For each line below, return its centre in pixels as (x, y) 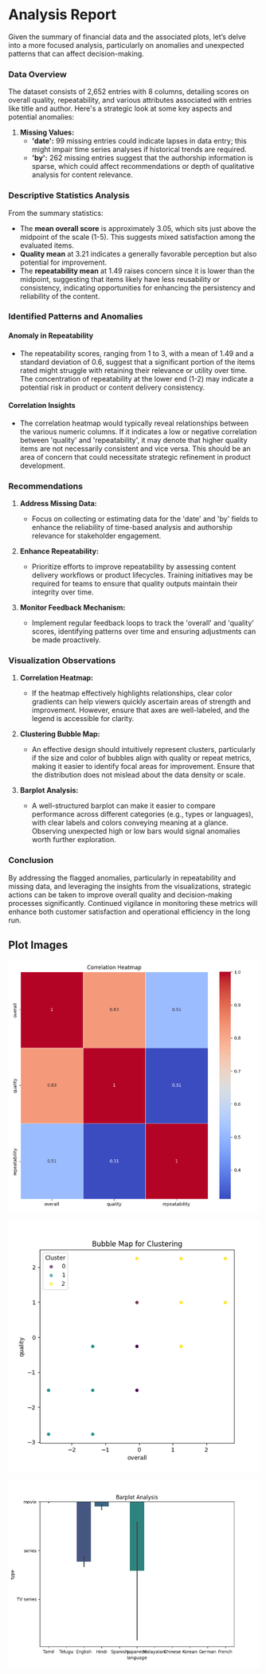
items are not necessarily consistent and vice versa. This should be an (135, 449)
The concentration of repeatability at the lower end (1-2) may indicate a (137, 378)
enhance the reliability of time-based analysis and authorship (132, 527)
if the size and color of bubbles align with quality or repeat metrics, (142, 758)
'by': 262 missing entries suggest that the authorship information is (142, 158)
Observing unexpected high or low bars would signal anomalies (136, 831)
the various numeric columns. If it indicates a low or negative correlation (138, 431)
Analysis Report (63, 15)
